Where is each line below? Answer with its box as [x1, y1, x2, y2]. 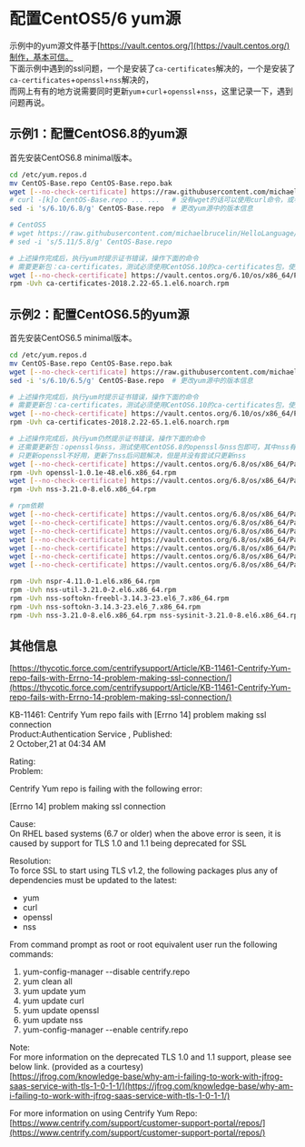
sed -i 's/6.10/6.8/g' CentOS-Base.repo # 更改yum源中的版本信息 [9, 204, 254, 214]
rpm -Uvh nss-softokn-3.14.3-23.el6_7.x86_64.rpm [9, 602, 202, 611]
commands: [9, 949, 54, 960]
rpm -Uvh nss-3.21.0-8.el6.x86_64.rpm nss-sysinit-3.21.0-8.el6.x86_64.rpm [9, 610, 302, 619]
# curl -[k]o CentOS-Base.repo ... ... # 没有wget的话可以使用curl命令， [9, 196, 288, 205]
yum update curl [22, 995, 84, 1006]
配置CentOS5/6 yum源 [9, 8, 182, 29]
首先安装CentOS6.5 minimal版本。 [9, 333, 138, 344]
